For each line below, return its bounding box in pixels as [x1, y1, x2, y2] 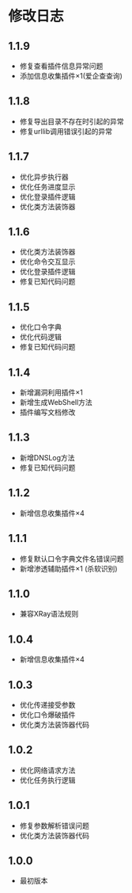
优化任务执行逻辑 [19, 775, 76, 784]
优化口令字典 [19, 322, 62, 332]
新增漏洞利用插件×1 [19, 387, 83, 397]
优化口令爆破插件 [19, 710, 76, 719]
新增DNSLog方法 [19, 452, 75, 462]
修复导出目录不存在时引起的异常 [19, 116, 124, 126]
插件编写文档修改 [19, 407, 76, 417]
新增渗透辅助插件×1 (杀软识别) [19, 563, 118, 573]
